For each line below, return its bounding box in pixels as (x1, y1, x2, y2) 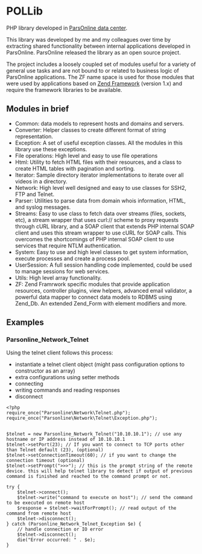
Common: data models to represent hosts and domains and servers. (14, 120, 185, 127)
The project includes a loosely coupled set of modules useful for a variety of (6, 60, 196, 68)
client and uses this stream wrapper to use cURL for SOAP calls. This (14, 229, 187, 236)
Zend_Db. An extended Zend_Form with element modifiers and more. (14, 299, 187, 307)
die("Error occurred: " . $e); (17, 537, 96, 543)
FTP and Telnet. (14, 191, 55, 198)
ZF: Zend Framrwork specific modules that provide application (14, 280, 170, 288)
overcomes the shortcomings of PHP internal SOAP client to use (14, 235, 175, 243)
